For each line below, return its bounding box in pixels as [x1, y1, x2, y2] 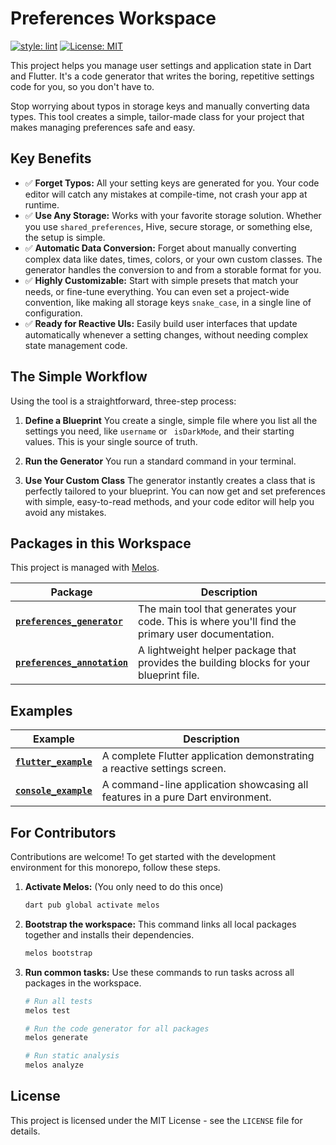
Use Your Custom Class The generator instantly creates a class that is [24, 474, 316, 486]
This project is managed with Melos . [10, 562, 160, 574]
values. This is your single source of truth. [24, 435, 198, 447]
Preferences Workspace [10, 7, 217, 30]
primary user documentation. [138, 627, 275, 641]
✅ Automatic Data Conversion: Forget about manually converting [24, 242, 297, 254]
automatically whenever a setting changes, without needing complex [24, 328, 309, 341]
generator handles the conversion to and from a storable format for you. [24, 263, 322, 276]
